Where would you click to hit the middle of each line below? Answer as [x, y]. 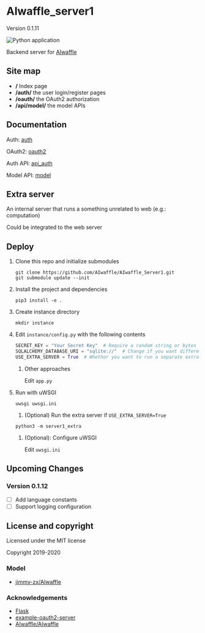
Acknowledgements [37, 597]
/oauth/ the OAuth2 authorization [57, 99]
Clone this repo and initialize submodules [67, 261]
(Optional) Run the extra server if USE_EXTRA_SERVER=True [95, 415]
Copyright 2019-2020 [34, 553]
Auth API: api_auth [30, 163]
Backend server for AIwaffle [42, 52]
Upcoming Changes [45, 469]
